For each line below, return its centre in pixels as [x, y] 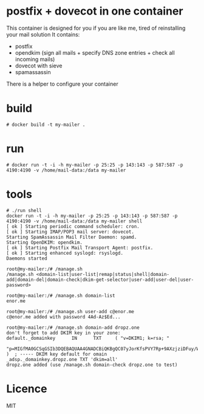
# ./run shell [24, 210]
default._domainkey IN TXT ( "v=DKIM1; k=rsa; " [88, 338]
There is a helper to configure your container [62, 84]
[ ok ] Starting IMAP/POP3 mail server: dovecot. [70, 232]
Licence [27, 389]
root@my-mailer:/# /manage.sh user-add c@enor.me [70, 311]
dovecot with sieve [39, 66]
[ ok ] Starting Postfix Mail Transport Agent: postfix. [80, 247]
